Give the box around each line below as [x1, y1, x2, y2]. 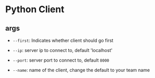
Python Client [5, 4, 65, 15]
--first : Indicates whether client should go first [12, 37, 114, 43]
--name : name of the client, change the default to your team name [12, 67, 150, 73]
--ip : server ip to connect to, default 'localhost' [12, 47, 113, 53]
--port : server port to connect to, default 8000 [12, 57, 110, 63]
